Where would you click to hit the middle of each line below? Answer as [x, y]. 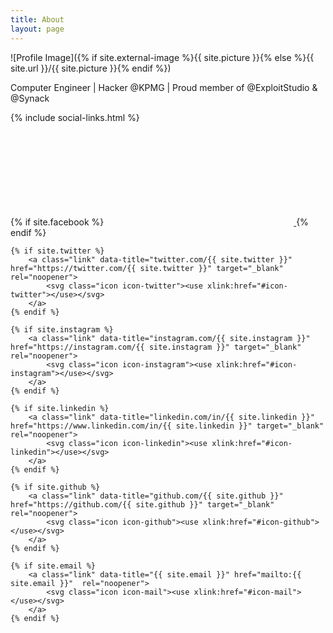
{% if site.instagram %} [62, 329]
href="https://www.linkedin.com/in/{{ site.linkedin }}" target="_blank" [167, 426]
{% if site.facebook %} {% [159, 222]
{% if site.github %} [55, 487]
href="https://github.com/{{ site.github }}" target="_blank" [142, 504]
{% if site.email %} [53, 566]
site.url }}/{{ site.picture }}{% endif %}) [91, 68]
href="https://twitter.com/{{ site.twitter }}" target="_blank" [147, 268]
